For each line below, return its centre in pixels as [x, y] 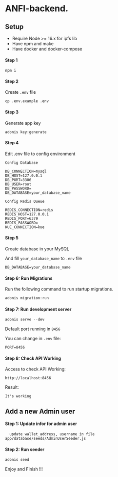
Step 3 [12, 112]
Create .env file [20, 92]
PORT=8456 [15, 347]
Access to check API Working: [35, 369]
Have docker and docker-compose [47, 49]
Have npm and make [33, 44]
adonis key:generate [26, 132]
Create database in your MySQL [37, 249]
